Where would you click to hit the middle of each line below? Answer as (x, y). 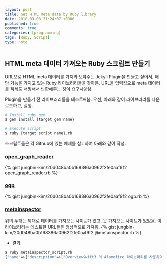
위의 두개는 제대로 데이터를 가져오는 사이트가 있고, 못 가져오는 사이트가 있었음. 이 (83, 220)
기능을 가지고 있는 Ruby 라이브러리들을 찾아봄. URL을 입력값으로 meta (79, 83)
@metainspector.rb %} (118, 232)
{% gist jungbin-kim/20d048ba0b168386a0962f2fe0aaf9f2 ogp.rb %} (77, 196)
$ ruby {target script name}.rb (39, 133)
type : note (16, 42)
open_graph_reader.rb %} (32, 173)
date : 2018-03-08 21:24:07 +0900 (40, 19)
